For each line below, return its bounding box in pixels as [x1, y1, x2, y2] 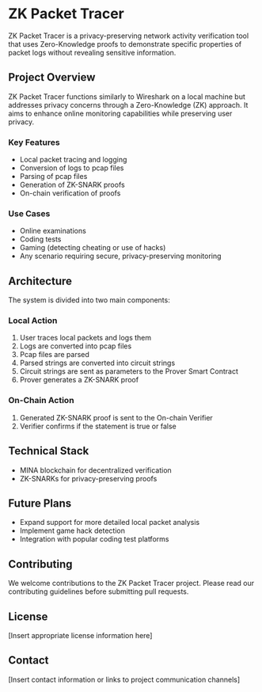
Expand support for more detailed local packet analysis [19, 518, 200, 527]
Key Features [8, 136, 61, 147]
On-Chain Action [8, 395, 74, 406]
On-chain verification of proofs [19, 188, 121, 198]
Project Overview [8, 70, 96, 84]
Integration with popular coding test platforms [19, 534, 169, 544]
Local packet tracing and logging [19, 155, 127, 165]
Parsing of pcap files [19, 172, 88, 181]
